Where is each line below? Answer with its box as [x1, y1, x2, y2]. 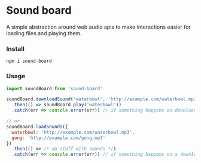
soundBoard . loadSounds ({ [6, 124, 68, 130]
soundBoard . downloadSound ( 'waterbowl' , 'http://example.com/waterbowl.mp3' [6, 96, 199, 102]
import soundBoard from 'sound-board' [6, 85, 103, 91]
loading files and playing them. [6, 29, 82, 36]
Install [6, 44, 25, 53]
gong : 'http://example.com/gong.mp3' [11, 135, 106, 141]
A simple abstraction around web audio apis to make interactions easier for [6, 23, 191, 30]
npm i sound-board [6, 58, 52, 64]
